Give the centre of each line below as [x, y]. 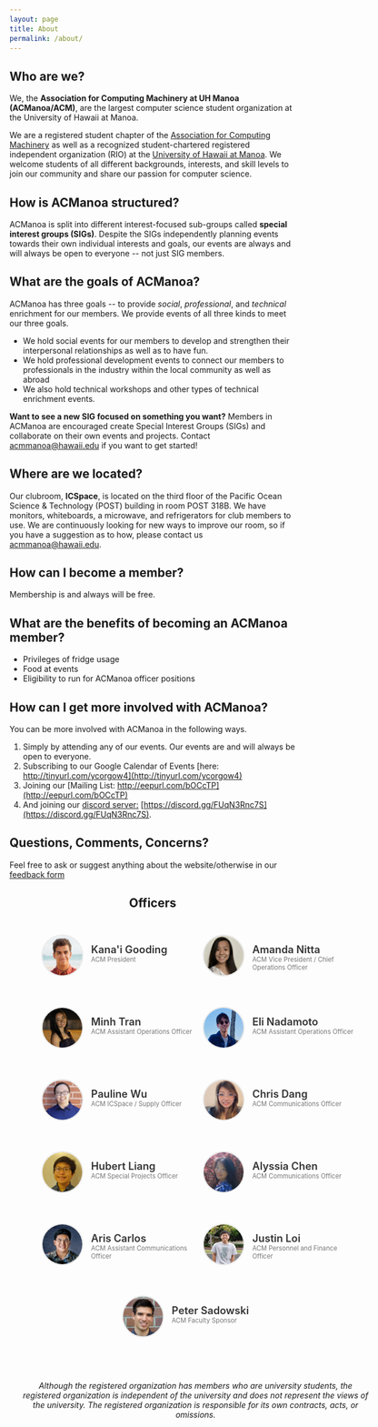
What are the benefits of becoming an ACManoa [149, 623]
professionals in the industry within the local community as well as [146, 369]
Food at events [50, 669]
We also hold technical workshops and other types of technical [140, 389]
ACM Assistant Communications [139, 1249]
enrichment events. [59, 398]
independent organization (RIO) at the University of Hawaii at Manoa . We [145, 155]
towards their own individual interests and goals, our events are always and [150, 244]
